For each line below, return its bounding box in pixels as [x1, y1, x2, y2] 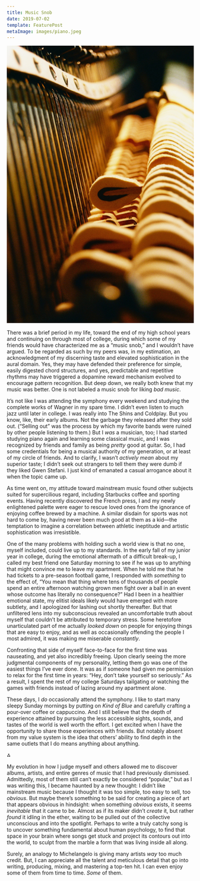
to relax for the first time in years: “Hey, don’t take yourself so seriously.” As [7, 672, 192, 679]
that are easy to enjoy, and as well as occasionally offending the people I [7, 629, 185, 636]
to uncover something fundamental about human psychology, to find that [7, 826, 186, 833]
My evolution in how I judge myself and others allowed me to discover [7, 763, 177, 771]
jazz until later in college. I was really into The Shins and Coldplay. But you [7, 410, 188, 417]
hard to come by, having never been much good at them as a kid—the [7, 516, 177, 523]
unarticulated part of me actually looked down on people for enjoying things [7, 623, 192, 630]
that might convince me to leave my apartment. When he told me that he [7, 566, 183, 573]
